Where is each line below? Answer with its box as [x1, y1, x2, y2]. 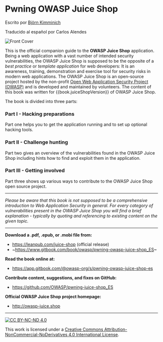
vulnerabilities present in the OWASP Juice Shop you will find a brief [5, 207, 142, 213]
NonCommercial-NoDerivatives [5, 331, 68, 337]
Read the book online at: [5, 256, 55, 262]
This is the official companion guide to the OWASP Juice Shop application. [5, 48, 155, 53]
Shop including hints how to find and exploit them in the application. [5, 155, 141, 161]
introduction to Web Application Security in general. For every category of [5, 203, 153, 208]
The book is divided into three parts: [5, 98, 78, 104]
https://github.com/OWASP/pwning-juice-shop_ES [12, 284, 114, 290]
